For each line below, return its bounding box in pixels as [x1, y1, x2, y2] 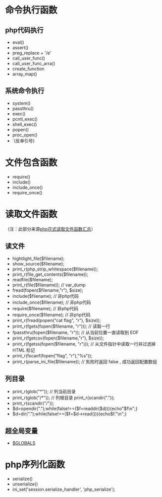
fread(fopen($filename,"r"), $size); [12, 287, 83, 293]
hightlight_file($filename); [12, 255, 65, 261]
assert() [12, 45, 29, 50]
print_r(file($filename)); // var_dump [12, 282, 86, 288]
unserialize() [12, 481, 38, 487]
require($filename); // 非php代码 [12, 305, 78, 311]
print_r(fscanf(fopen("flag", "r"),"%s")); [12, 352, 93, 358]
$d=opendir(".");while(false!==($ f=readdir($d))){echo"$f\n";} [12, 406, 138, 412]
